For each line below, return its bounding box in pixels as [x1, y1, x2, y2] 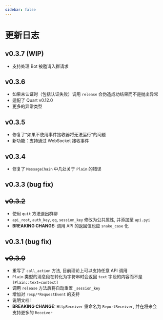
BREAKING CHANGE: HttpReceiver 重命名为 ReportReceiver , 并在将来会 [12, 303, 157, 309]
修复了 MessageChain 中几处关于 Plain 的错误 [12, 166, 102, 172]
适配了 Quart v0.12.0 [12, 98, 53, 103]
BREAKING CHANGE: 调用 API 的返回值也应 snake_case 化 [12, 223, 129, 229]
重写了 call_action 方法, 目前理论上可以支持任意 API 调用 [12, 268, 128, 273]
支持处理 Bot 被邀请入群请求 [12, 63, 69, 69]
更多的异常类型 [12, 103, 42, 109]
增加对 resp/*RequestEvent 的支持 [12, 291, 80, 297]
